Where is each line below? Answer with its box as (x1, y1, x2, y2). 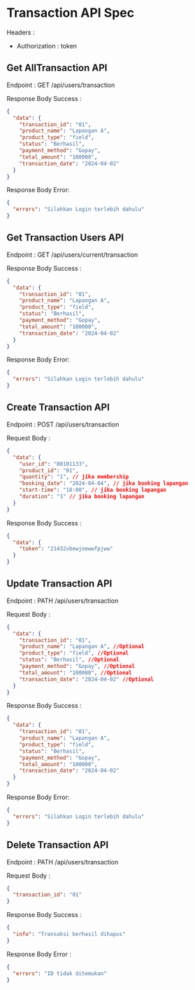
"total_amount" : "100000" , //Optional (19, 669, 132, 676)
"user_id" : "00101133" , (19, 460, 89, 467)
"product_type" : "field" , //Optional (19, 650, 129, 657)
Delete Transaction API (6, 839, 109, 851)
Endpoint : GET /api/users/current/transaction (6, 250, 138, 259)
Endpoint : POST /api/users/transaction (6, 420, 120, 429)
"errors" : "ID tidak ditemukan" (13, 970, 108, 977)
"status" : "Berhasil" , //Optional (19, 656, 120, 664)
